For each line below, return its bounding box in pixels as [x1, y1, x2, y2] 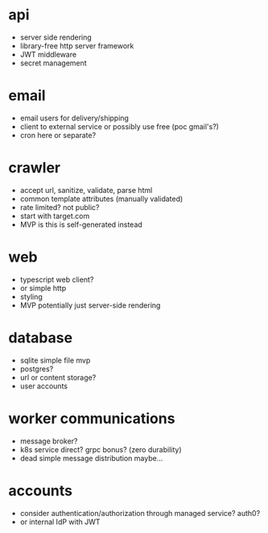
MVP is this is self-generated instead [19, 220, 142, 229]
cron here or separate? [19, 130, 97, 140]
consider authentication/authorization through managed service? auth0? [19, 508, 261, 518]
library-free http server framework [19, 40, 134, 50]
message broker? [19, 436, 78, 446]
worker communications [8, 409, 175, 427]
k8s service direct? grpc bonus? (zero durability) [19, 444, 183, 454]
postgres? [19, 363, 54, 373]
